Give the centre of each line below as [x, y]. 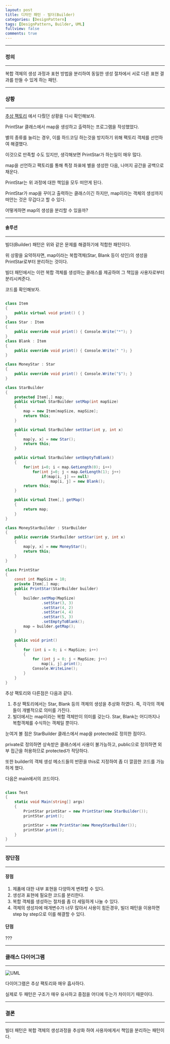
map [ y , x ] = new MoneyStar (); [55, 547]
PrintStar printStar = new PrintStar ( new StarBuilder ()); [86, 811]
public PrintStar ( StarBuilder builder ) [56, 589]
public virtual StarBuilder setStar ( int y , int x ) [69, 430]
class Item [17, 303]
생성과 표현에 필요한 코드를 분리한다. [48, 895]
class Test [17, 792]
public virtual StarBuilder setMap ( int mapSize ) [67, 402]
